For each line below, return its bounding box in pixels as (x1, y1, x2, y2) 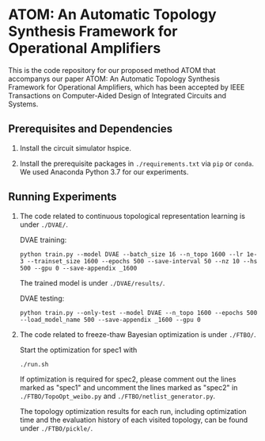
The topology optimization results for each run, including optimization (19, 406, 247, 416)
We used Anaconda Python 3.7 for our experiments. (19, 167, 189, 176)
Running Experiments (8, 190, 117, 204)
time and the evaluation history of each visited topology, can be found (19, 415, 248, 424)
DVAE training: (19, 235, 67, 244)
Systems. (8, 99, 39, 109)
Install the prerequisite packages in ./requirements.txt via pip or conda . (19, 159, 255, 168)
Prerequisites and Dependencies (8, 122, 173, 136)
